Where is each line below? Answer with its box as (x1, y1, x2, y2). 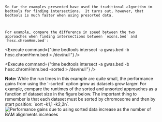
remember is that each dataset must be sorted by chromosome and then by (5, 96, 156, 102)
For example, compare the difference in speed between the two (5, 30, 135, 35)
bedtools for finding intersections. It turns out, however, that (5, 9, 144, 14)
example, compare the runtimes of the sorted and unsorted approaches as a (5, 86, 157, 92)
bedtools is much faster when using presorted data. (5, 13, 114, 18)
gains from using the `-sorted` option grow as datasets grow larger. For (5, 81, 147, 86)
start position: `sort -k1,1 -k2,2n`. (5, 101, 70, 107)
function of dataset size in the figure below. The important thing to (5, 91, 137, 96)
